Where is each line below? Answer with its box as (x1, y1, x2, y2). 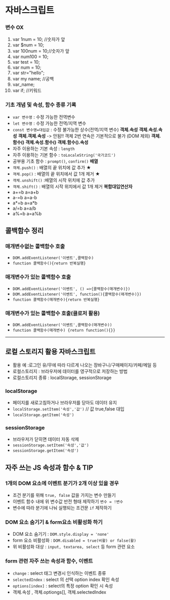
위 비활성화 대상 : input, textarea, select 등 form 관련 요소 (12, 544, 135, 550)
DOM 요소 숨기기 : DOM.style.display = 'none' (12, 531, 109, 537)
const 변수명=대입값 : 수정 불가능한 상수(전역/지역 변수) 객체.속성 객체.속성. (12, 126, 158, 132)
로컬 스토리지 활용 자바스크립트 (5, 347, 96, 356)
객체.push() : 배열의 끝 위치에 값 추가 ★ (12, 164, 91, 170)
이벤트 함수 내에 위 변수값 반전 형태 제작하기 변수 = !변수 (12, 498, 123, 504)
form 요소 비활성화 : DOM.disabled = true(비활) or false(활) (12, 537, 137, 543)
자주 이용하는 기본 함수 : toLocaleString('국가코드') (12, 152, 116, 158)
